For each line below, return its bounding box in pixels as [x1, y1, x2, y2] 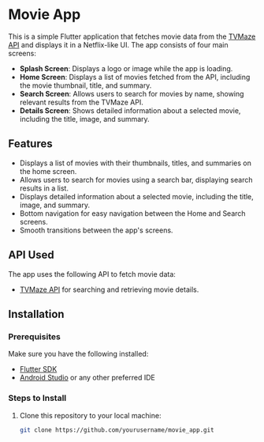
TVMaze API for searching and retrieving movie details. [19, 285, 199, 294]
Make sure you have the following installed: [8, 349, 149, 359]
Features [8, 137, 53, 151]
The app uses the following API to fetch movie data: [8, 269, 176, 278]
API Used [8, 248, 55, 262]
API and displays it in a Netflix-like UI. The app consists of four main [8, 40, 229, 49]
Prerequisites [8, 331, 61, 342]
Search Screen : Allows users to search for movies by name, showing [19, 89, 244, 98]
